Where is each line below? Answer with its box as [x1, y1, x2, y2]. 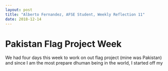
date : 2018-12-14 [5, 16, 42, 21]
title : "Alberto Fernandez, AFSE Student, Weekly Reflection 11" [5, 12, 145, 17]
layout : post [5, 7, 33, 12]
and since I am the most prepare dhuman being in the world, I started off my [5, 60, 163, 66]
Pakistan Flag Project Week [5, 38, 122, 49]
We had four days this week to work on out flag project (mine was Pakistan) [5, 54, 162, 60]
